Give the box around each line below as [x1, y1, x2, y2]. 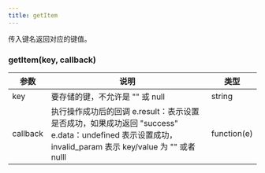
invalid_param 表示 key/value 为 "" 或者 [50, 141, 196, 152]
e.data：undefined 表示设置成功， [50, 129, 177, 140]
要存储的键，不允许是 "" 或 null [50, 91, 166, 102]
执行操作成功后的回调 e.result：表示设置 [50, 105, 200, 116]
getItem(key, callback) [8, 54, 96, 65]
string [211, 90, 233, 101]
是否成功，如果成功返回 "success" [50, 117, 179, 128]
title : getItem [8, 11, 58, 20]
